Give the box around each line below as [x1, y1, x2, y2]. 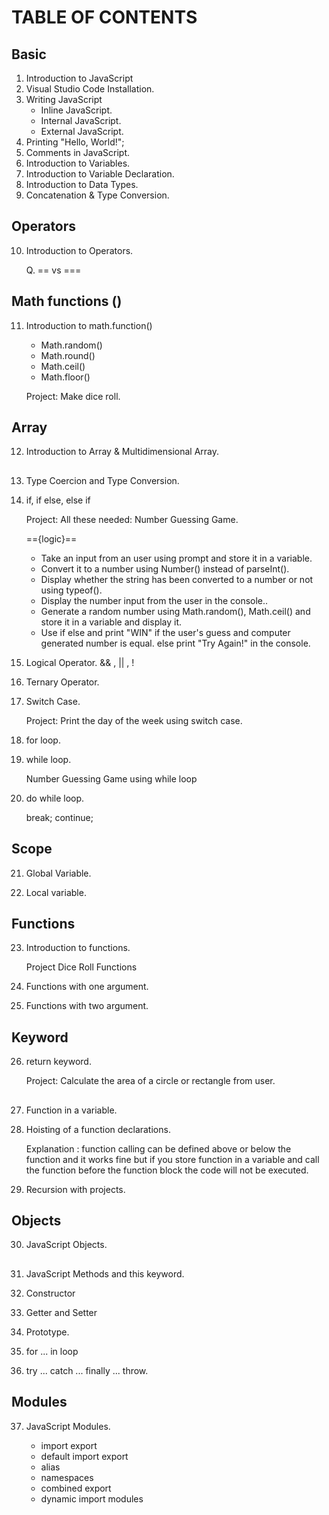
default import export [40, 1450, 129, 1462]
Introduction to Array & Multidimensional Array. [25, 446, 220, 458]
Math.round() [40, 349, 96, 361]
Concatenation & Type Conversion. [25, 189, 170, 201]
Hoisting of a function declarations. [25, 1123, 171, 1135]
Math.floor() [40, 371, 91, 383]
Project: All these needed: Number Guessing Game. [25, 513, 239, 525]
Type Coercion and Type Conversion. [25, 474, 180, 486]
